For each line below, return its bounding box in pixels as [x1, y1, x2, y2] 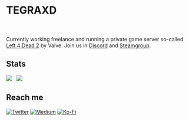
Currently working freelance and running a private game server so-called [6, 35, 184, 42]
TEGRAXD [6, 4, 57, 17]
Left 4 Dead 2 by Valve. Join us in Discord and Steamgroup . [6, 42, 151, 49]
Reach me [6, 93, 44, 103]
